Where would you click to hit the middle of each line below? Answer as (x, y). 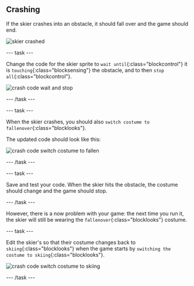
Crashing (23, 10)
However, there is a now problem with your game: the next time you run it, (95, 213)
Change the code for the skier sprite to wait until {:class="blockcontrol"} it (97, 64)
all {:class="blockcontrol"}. (39, 76)
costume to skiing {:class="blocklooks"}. (56, 254)
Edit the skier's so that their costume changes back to (71, 242)
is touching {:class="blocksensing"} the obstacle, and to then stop (85, 70)
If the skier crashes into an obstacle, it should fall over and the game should (97, 23)
